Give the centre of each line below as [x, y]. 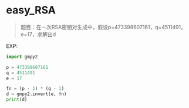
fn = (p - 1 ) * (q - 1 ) [35, 89]
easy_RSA [31, 10]
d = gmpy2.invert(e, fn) [36, 94]
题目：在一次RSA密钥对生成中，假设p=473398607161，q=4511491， [103, 27]
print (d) [17, 100]
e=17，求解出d [38, 34]
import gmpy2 [22, 57]
